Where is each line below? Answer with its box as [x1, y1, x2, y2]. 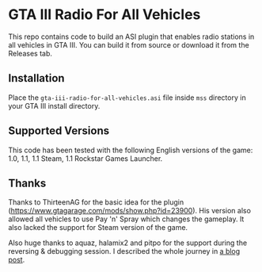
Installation [8, 71, 65, 85]
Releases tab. [8, 48, 53, 58]
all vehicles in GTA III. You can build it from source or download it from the [8, 40, 249, 49]
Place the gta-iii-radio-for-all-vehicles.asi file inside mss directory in [8, 93, 247, 102]
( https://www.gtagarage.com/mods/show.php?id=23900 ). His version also [8, 206, 252, 216]
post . [8, 255, 25, 265]
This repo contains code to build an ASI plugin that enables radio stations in [8, 32, 255, 41]
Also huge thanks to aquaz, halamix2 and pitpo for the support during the [8, 238, 248, 247]
